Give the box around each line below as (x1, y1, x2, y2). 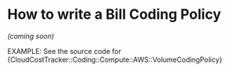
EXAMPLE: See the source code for (7, 46, 122, 56)
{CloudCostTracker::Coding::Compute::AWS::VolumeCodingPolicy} (7, 55, 223, 64)
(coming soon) (7, 31, 55, 41)
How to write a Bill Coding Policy (7, 5, 221, 23)
